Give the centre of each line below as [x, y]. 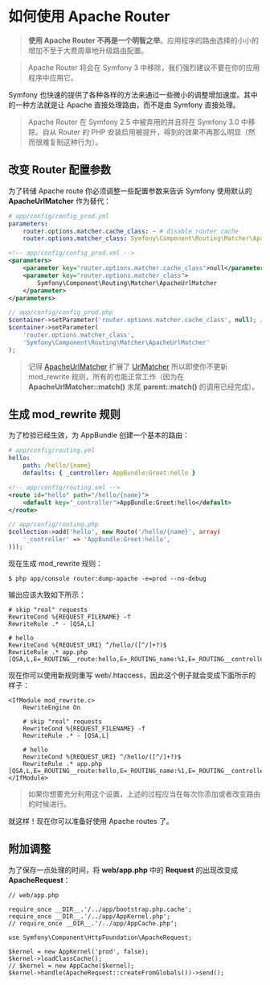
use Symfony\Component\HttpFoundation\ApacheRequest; [100, 937]
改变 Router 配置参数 [59, 170]
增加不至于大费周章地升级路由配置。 [88, 50]
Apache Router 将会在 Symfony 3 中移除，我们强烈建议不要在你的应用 [144, 67]
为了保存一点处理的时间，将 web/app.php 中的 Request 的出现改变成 [123, 870]
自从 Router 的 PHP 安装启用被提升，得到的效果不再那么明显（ [145, 132]
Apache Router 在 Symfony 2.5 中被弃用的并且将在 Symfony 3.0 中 [138, 122]
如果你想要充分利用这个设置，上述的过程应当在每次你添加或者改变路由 [144, 793]
